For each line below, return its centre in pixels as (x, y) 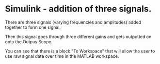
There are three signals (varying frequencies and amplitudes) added (73, 22)
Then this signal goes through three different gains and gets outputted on (78, 37)
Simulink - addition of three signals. (78, 9)
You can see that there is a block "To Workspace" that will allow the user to (80, 51)
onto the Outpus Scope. (29, 41)
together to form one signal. (33, 27)
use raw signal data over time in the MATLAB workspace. (62, 56)
